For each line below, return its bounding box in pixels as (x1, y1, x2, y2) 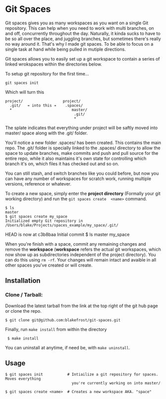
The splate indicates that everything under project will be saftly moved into (5, 125, 158, 131)
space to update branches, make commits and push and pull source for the (5, 150, 159, 156)
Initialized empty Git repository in (5, 218, 83, 223)
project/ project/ (5, 98, 81, 104)
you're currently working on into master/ (71, 381, 161, 386)
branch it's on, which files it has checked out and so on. (5, 160, 119, 167)
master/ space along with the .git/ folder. (5, 130, 88, 136)
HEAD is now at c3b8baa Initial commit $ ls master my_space (5, 231, 130, 237)
